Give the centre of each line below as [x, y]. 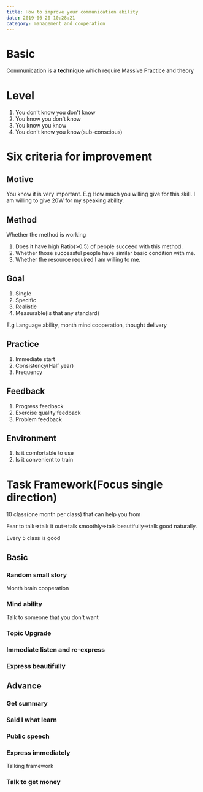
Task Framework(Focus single [85, 484]
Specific [26, 300]
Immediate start [35, 359]
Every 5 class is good [33, 538]
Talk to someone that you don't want [53, 617]
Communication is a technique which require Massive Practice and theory [100, 70]
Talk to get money [34, 782]
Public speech [28, 736]
